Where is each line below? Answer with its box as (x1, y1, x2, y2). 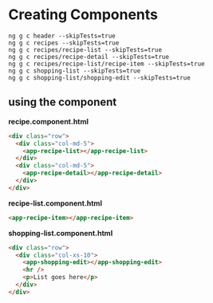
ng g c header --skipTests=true (8, 32, 116, 40)
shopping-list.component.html (8, 228, 113, 238)
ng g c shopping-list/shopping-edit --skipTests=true (8, 73, 191, 81)
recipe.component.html (8, 116, 89, 126)
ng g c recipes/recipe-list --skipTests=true (8, 45, 162, 53)
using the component (8, 96, 117, 109)
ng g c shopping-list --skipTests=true (8, 66, 141, 75)
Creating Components (8, 6, 158, 24)
